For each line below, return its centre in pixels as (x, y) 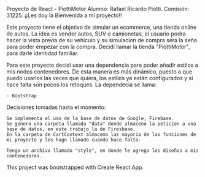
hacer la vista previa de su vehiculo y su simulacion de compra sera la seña (102, 40)
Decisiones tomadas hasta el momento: (56, 107)
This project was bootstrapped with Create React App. (75, 167)
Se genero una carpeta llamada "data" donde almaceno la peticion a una (101, 124)
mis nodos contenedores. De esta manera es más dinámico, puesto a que (99, 72)
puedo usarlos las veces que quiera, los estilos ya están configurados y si (100, 78)
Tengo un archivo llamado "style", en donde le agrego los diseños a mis (103, 151)
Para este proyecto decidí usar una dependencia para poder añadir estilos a (102, 65)
